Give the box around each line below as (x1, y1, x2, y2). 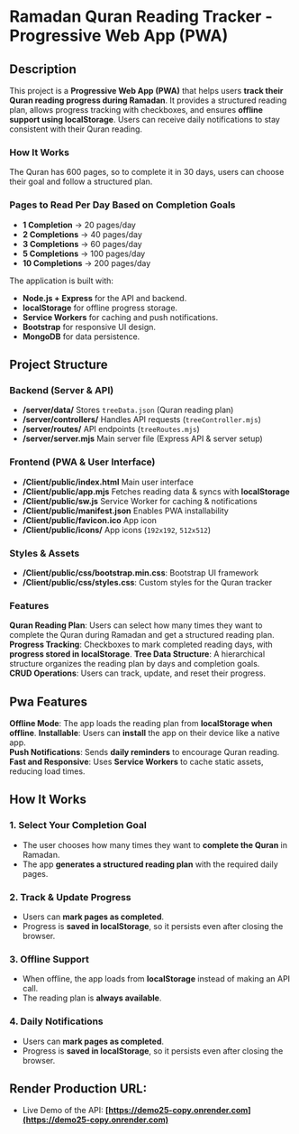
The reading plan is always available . (22, 992, 162, 1003)
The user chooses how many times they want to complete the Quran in (22, 839, 288, 850)
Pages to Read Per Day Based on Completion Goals (9, 198, 236, 211)
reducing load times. (9, 765, 86, 777)
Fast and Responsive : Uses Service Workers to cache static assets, (9, 756, 264, 767)
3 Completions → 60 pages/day (22, 238, 142, 249)
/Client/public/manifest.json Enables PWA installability (22, 505, 230, 516)
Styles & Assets (9, 547, 80, 559)
